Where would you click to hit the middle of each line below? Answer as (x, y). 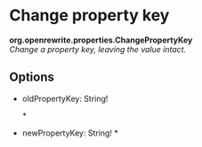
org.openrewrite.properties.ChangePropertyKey (101, 40)
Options (32, 77)
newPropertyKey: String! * (70, 133)
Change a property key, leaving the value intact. (98, 49)
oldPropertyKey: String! (65, 98)
